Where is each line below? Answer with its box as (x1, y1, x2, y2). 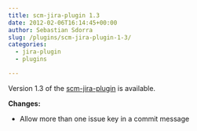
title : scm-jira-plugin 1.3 (8, 11, 100, 20)
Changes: (8, 99, 41, 108)
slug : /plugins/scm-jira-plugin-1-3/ (8, 33, 132, 42)
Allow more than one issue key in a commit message (19, 114, 190, 123)
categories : (8, 41, 47, 49)
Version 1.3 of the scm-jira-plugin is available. (8, 83, 155, 93)
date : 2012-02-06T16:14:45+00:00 (8, 19, 118, 27)
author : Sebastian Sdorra (8, 26, 93, 34)
